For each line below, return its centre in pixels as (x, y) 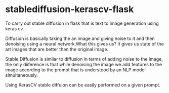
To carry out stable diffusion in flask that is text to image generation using (82, 23)
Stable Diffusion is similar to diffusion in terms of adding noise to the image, (84, 59)
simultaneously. (22, 75)
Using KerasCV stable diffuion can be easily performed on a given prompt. (83, 85)
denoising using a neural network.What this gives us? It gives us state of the (85, 43)
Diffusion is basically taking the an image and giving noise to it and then (80, 38)
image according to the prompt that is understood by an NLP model (75, 70)
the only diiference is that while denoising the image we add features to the (84, 64)
